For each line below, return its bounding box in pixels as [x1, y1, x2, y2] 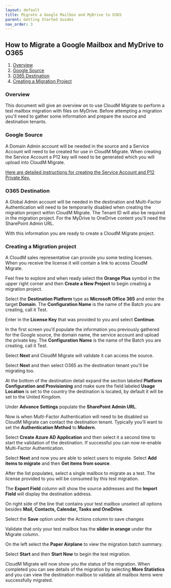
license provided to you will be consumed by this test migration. [5, 475, 139, 482]
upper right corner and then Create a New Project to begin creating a [5, 281, 151, 287]
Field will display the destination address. [5, 491, 93, 497]
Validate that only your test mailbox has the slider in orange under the [5, 526, 152, 532]
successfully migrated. [5, 577, 53, 583]
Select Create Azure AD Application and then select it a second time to [5, 434, 156, 440]
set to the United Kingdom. [5, 394, 62, 400]
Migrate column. [5, 531, 40, 538]
